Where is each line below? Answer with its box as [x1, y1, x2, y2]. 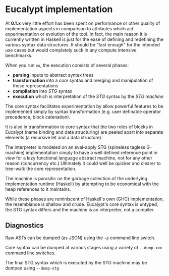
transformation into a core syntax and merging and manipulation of [12, 77, 153, 83]
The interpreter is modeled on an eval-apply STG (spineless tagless [5, 144, 145, 150]
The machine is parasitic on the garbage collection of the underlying [5, 175, 148, 181]
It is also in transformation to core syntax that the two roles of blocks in [5, 124, 153, 130]
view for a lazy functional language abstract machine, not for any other [5, 155, 153, 161]
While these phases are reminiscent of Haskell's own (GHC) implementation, [5, 196, 164, 202]
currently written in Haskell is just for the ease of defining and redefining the [5, 36, 164, 42]
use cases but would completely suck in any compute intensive [5, 47, 137, 53]
